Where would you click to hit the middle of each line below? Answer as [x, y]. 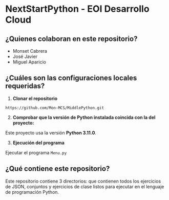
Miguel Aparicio [29, 62]
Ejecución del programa [39, 143]
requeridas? [25, 86]
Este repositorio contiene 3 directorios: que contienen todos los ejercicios [83, 181]
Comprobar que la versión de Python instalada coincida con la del [84, 117]
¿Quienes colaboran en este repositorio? [71, 39]
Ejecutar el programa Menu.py [36, 152]
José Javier [25, 56]
